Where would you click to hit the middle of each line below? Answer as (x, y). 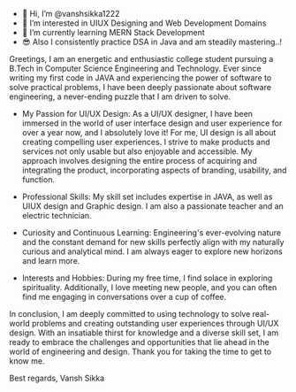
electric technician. (57, 215)
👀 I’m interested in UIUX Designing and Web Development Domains (144, 23)
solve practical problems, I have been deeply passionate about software (140, 87)
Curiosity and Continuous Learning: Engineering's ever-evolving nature (151, 233)
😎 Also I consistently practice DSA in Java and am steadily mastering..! (152, 42)
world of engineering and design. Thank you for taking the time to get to (140, 351)
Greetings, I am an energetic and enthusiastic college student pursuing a (141, 59)
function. (38, 180)
